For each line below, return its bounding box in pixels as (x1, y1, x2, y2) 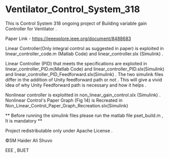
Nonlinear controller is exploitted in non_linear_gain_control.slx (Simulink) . (5, 92, 161, 98)
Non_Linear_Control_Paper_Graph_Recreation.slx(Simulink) (5, 102, 128, 108)
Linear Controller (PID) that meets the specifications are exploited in (5, 60, 147, 66)
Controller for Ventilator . (5, 25, 57, 31)
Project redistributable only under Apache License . (5, 128, 113, 134)
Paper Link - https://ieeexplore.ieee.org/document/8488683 (5, 35, 131, 42)
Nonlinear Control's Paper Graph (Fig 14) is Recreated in (5, 97, 123, 103)
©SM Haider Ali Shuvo (5, 137, 52, 143)
